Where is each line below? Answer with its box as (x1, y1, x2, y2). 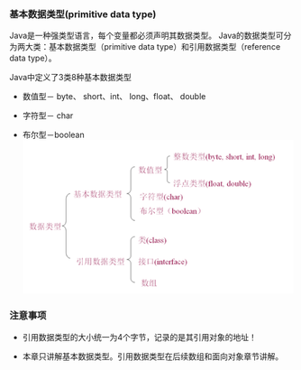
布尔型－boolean (22, 129, 85, 141)
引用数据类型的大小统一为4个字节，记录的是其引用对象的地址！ (22, 331, 257, 342)
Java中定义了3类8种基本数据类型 (9, 72, 132, 83)
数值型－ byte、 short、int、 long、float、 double (22, 91, 206, 102)
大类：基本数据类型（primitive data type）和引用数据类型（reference (24, 42, 281, 52)
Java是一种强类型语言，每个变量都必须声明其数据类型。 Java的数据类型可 (9, 30, 284, 42)
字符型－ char (22, 110, 74, 121)
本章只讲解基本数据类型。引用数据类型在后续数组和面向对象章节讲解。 (22, 350, 284, 362)
